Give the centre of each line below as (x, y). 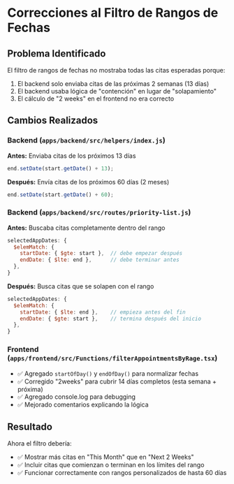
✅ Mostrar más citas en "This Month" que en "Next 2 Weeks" (105, 457)
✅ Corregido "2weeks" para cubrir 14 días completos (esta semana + (117, 381)
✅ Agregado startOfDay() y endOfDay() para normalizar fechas (108, 373)
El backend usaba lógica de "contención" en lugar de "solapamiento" (117, 91)
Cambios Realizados (53, 120)
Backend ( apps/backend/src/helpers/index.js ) (86, 140)
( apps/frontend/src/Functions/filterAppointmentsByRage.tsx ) (112, 358)
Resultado (30, 426)
